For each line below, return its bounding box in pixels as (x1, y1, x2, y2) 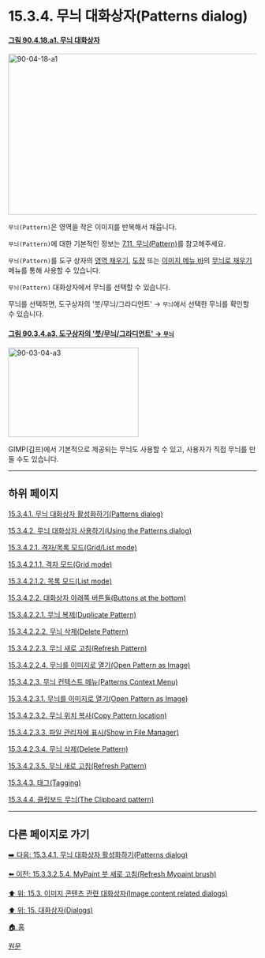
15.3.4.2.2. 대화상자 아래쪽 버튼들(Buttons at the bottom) (8, 594, 187, 603)
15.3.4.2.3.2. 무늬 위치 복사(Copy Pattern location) (8, 711, 167, 720)
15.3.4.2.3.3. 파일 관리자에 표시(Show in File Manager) (8, 728, 180, 737)
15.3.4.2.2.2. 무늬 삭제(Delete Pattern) (8, 627, 129, 636)
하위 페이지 (8, 487, 59, 500)
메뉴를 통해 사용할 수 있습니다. (8, 266, 101, 275)
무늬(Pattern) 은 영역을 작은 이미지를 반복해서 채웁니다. (8, 222, 177, 232)
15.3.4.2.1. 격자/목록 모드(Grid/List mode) (8, 543, 138, 553)
